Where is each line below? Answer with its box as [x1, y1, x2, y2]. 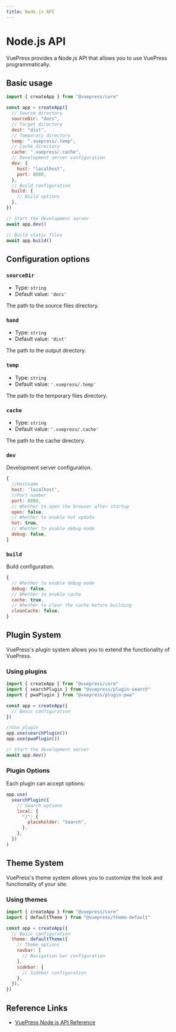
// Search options [17, 802, 63, 808]
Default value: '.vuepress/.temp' [14, 380, 97, 388]
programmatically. [6, 60, 51, 68]
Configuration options [6, 254, 91, 264]
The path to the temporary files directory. [6, 392, 108, 399]
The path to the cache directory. [6, 437, 85, 444]
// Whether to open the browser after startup [11, 503, 129, 509]
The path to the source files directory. [6, 302, 99, 309]
